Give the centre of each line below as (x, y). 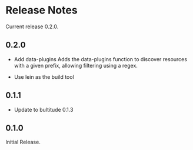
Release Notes (41, 10)
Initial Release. (23, 142)
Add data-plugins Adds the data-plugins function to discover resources (101, 59)
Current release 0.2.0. (32, 26)
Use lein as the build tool (44, 76)
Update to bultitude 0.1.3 (44, 109)
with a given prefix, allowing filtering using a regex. (76, 65)
